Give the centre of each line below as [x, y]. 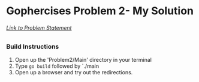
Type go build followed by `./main [57, 66]
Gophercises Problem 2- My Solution [100, 11]
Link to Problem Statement [39, 27]
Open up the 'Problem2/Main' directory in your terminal [83, 59]
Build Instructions [33, 47]
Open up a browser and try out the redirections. [74, 72]
